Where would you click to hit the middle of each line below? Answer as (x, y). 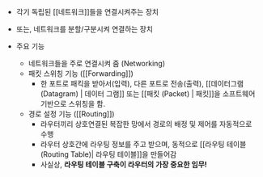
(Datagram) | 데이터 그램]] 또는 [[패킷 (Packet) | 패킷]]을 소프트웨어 (148, 94)
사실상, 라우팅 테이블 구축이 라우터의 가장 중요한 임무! (124, 164)
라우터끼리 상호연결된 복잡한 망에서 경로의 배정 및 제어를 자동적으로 (146, 124)
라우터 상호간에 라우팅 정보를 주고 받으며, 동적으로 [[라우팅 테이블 (143, 144)
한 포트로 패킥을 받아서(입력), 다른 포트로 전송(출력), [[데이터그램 (142, 84)
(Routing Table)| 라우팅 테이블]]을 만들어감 (108, 154)
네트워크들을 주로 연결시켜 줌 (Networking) (97, 63)
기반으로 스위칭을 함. (73, 104)
